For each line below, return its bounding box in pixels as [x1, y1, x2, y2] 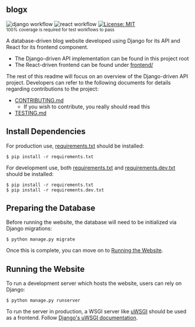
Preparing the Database [6, 203, 96, 213]
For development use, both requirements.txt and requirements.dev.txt [6, 164, 175, 171]
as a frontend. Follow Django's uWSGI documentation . [6, 314, 138, 322]
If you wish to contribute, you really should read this [23, 103, 151, 110]
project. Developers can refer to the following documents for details [6, 79, 171, 86]
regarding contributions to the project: [6, 85, 99, 92]
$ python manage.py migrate [6, 236, 76, 242]
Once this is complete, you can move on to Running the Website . [6, 247, 164, 254]
